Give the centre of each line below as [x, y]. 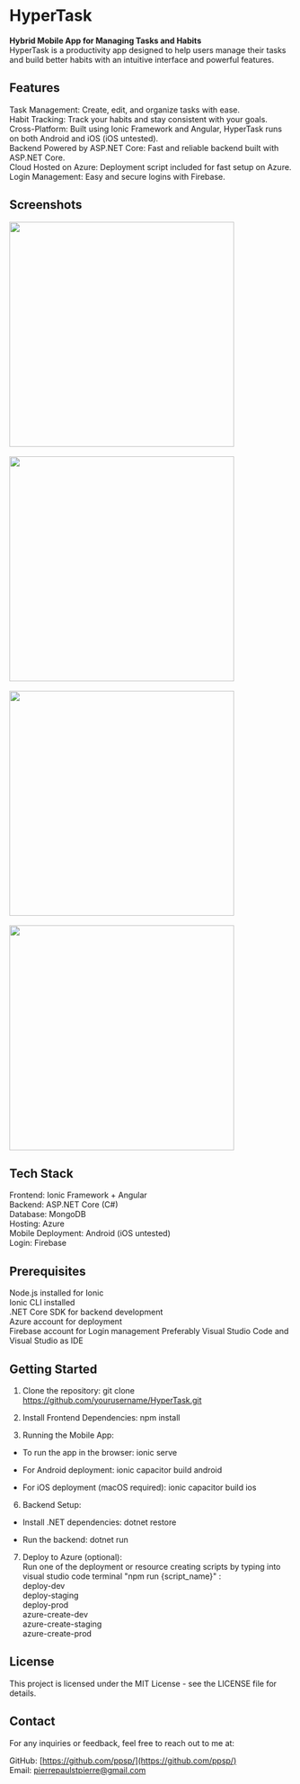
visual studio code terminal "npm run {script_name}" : [122, 1576]
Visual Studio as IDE [46, 1340]
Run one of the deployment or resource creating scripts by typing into [151, 1567]
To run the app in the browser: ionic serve [100, 1452]
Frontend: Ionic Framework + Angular [79, 1195]
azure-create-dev [55, 1614]
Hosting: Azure [37, 1224]
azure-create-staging [62, 1624]
